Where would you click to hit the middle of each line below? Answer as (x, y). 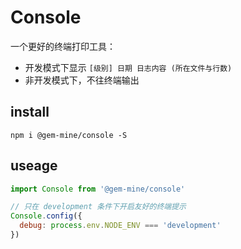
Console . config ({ (46, 216)
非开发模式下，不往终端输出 (82, 80)
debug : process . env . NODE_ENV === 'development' (120, 226)
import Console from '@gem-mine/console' (98, 189)
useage (34, 166)
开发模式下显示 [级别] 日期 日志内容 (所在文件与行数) (128, 67)
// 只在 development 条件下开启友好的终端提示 (98, 207)
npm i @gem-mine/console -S (69, 135)
